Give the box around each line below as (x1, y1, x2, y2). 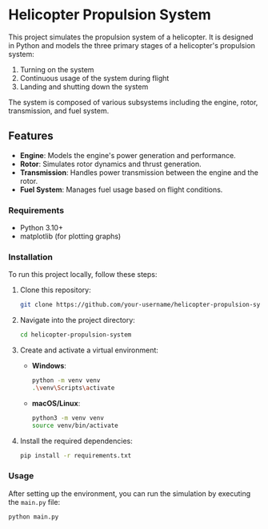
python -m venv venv (31, 376, 101, 385)
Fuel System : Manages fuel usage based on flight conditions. (19, 185, 223, 194)
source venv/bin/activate (31, 421, 118, 429)
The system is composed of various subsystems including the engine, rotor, (8, 97, 258, 107)
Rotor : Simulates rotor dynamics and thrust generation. (19, 159, 202, 169)
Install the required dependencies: (19, 436, 134, 446)
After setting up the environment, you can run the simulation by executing (8, 488, 251, 498)
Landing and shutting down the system (19, 82, 149, 92)
